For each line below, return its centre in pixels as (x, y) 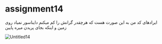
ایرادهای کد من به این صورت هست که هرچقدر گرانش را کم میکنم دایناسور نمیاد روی (81, 22)
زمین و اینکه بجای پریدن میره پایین (36, 27)
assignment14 (34, 9)
